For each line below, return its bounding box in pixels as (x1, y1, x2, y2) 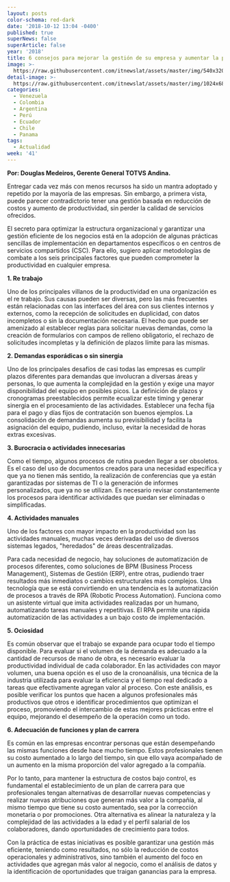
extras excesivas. (7, 430, 57, 438)
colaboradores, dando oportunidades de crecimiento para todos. (7, 824, 190, 833)
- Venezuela (13, 93, 48, 100)
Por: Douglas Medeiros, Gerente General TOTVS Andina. (7, 168, 171, 177)
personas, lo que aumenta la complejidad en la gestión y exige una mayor (7, 379, 215, 388)
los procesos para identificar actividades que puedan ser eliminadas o (7, 493, 205, 501)
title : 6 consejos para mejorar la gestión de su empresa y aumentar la (7, 55, 219, 62)
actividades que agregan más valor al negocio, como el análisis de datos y (7, 860, 217, 868)
